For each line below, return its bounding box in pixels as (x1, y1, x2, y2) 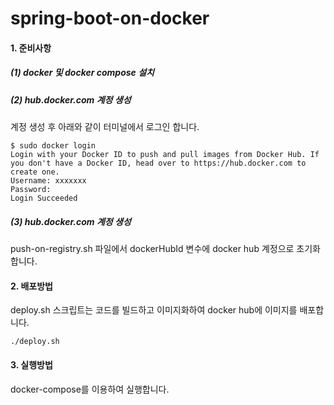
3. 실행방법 (10, 358, 53, 371)
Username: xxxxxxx (10, 176, 87, 186)
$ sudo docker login (10, 141, 97, 151)
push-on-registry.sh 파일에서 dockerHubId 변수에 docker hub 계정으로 (10, 243, 295, 255)
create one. (10, 167, 60, 177)
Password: (10, 185, 52, 195)
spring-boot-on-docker (10, 7, 210, 30)
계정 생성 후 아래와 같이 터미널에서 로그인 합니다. (10, 121, 200, 133)
